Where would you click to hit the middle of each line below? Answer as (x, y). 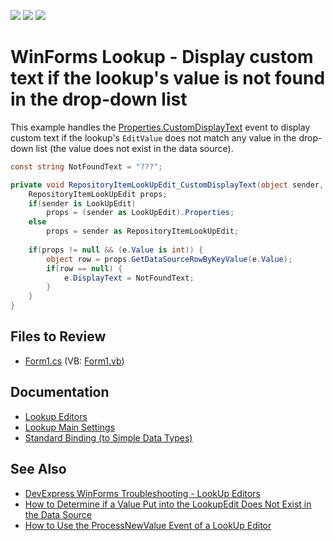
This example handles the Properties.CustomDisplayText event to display (160, 127)
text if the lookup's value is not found (168, 78)
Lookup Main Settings (70, 427)
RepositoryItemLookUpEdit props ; (98, 194)
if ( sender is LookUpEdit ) (82, 203)
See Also (38, 469)
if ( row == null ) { (84, 268)
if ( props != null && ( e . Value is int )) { (116, 250)
